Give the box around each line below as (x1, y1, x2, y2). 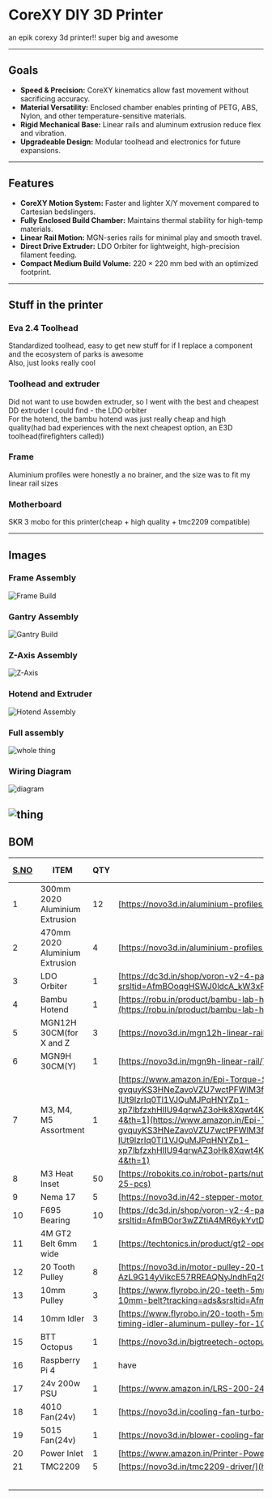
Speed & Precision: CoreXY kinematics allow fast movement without (19, 85, 249, 95)
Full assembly (8, 727, 65, 739)
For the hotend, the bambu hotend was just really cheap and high (8, 413, 227, 423)
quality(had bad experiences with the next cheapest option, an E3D (8, 422, 233, 432)
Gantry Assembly (8, 610, 79, 622)
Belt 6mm (40, 1238, 78, 1249)
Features (8, 177, 54, 191)
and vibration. (19, 128, 67, 138)
